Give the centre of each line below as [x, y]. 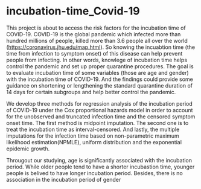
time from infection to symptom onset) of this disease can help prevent [94, 53]
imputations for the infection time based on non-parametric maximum [93, 136]
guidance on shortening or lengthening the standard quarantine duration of [100, 85]
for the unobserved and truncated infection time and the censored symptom [101, 117]
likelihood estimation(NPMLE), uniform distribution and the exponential [94, 142]
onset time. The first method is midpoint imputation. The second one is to [97, 123]
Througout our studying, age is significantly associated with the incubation [99, 160]
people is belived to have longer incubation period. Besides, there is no [94, 173]
